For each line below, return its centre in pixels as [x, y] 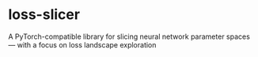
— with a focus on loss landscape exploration [82, 44]
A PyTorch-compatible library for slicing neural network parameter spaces [129, 36]
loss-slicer [44, 15]
